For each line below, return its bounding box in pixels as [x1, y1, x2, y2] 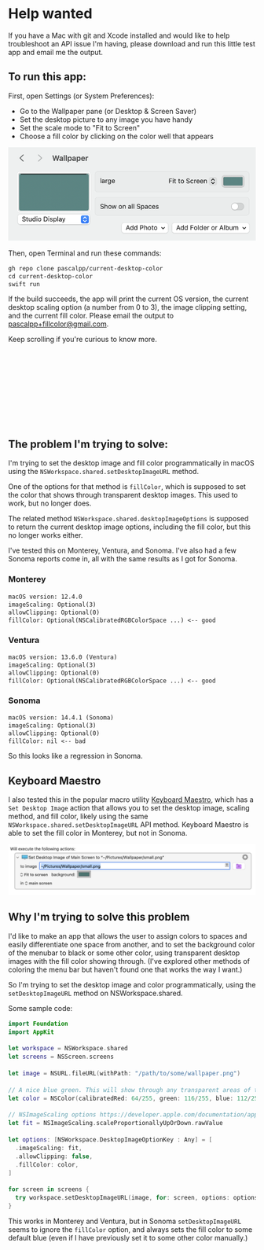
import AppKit [8, 1028, 55, 1036]
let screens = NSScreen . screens [8, 1053, 114, 1061]
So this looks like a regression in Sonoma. [8, 752, 143, 761]
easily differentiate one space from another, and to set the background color [8, 939, 255, 949]
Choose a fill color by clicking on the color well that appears [19, 131, 214, 141]
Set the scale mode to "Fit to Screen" [19, 123, 141, 132]
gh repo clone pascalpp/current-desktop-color [8, 264, 163, 272]
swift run [8, 280, 41, 288]
